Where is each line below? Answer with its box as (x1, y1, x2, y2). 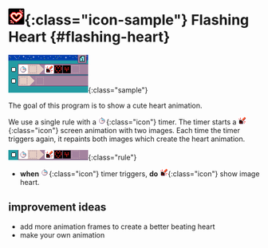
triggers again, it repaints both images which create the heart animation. (8, 134, 246, 144)
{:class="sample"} (88, 85, 148, 95)
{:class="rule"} (88, 152, 137, 162)
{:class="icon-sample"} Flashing (24, 11, 250, 30)
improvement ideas (8, 200, 107, 215)
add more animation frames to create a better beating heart (19, 222, 215, 231)
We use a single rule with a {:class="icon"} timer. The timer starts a (8, 116, 237, 127)
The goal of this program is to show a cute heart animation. (8, 100, 203, 110)
